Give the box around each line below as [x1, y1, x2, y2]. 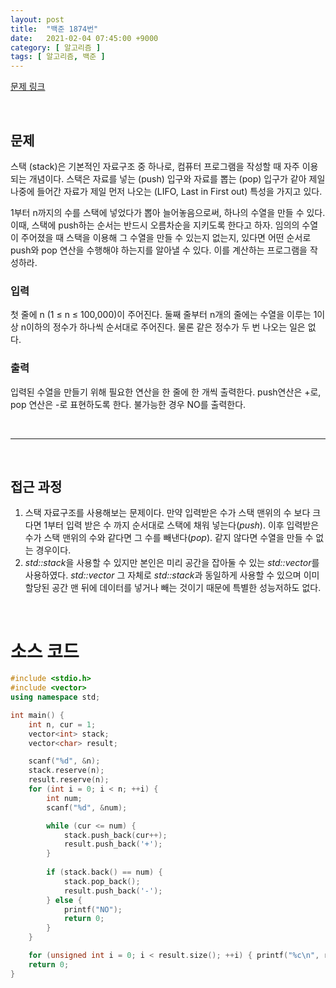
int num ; [46, 793, 83, 803]
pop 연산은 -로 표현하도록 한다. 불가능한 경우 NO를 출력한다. [10, 398, 247, 410]
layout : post [10, 14, 65, 25]
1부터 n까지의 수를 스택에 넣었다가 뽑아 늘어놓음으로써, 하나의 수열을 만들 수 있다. [10, 206, 326, 218]
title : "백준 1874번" [10, 24, 99, 34]
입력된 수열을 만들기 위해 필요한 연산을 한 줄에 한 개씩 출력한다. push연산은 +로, [10, 386, 322, 398]
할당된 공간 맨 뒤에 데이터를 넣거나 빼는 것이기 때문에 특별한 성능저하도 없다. [24, 582, 322, 594]
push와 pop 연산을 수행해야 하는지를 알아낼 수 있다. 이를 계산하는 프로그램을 [10, 244, 308, 256]
